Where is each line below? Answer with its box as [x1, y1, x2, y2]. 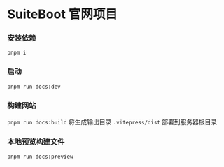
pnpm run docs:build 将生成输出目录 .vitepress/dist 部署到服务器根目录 [7, 118, 218, 126]
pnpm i [7, 50, 27, 57]
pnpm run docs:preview [7, 153, 73, 161]
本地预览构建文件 [7, 137, 65, 147]
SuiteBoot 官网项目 [7, 6, 118, 22]
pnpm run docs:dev [7, 83, 61, 90]
